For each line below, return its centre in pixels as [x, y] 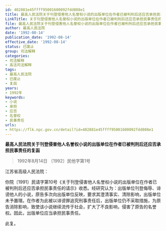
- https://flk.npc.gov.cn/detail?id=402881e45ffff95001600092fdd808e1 [79, 129]
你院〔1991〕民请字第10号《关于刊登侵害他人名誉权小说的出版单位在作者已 [81, 182]
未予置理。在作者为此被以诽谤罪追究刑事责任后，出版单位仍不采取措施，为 [81, 201]
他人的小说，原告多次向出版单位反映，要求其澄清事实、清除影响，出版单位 [85, 194]
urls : [11, 125]
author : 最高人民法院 [25, 28]
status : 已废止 [20, 47]
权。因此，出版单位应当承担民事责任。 [44, 213]
